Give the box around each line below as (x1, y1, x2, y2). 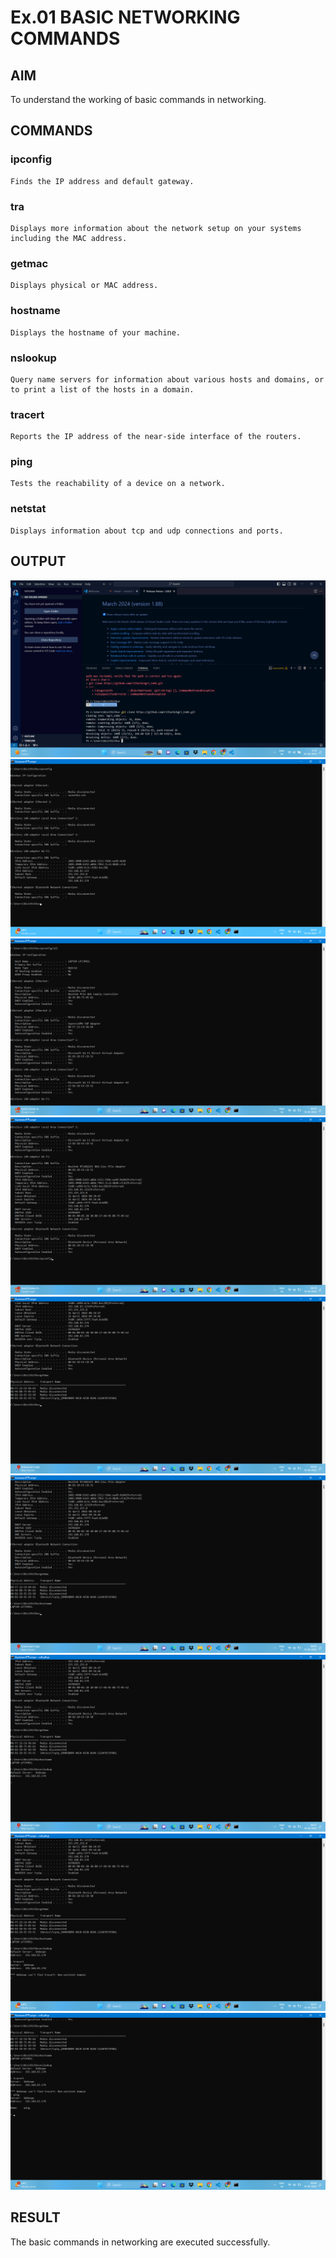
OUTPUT (10, 553, 67, 570)
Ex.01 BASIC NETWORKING (10, 6, 241, 29)
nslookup (10, 351, 57, 365)
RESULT (10, 2209, 61, 2226)
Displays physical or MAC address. (10, 281, 159, 291)
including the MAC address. (10, 233, 128, 243)
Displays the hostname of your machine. (10, 327, 182, 338)
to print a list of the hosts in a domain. (10, 384, 195, 395)
